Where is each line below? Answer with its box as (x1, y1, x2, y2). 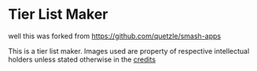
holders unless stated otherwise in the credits (8, 55, 156, 64)
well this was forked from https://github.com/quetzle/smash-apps (8, 31, 222, 41)
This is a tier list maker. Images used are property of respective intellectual (8, 46, 250, 55)
